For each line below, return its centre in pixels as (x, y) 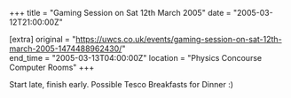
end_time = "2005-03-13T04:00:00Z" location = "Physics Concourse (136, 58)
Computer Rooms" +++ (52, 67)
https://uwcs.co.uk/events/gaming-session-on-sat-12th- (178, 39)
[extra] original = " (43, 39)
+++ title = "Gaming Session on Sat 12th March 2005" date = (121, 13)
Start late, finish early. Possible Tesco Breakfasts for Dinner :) (121, 84)
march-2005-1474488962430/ (66, 49)
